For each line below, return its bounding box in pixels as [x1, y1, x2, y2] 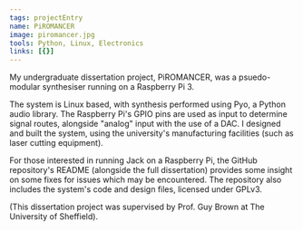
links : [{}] [9, 47, 54, 56]
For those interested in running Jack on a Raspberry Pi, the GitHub [9, 155, 258, 166]
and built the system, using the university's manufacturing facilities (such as [9, 128, 294, 139]
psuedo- [239, 72, 271, 82]
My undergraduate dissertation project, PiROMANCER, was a [9, 72, 238, 82]
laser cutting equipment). [9, 138, 104, 149]
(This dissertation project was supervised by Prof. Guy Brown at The [9, 201, 265, 213]
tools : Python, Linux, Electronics [9, 38, 144, 48]
